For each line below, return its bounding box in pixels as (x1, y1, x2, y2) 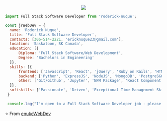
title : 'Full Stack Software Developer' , (9, 32, 97, 37)
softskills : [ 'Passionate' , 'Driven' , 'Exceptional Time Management (9, 87, 155, 93)
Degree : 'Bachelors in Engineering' (18, 55, 94, 60)
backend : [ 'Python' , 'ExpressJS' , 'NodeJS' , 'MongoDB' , (18, 73, 137, 79)
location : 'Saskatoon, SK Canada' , (9, 41, 83, 47)
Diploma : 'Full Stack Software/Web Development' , (18, 51, 123, 56)
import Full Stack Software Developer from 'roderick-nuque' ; (5, 14, 137, 19)
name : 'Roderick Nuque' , (9, 27, 61, 32)
